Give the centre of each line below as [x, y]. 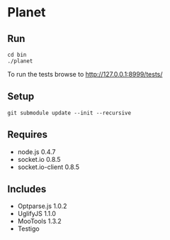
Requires [28, 135]
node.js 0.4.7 [36, 152]
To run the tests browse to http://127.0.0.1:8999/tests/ [85, 74]
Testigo [29, 229]
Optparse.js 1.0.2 [42, 206]
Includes [27, 189]
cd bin [17, 55]
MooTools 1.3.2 [39, 222]
